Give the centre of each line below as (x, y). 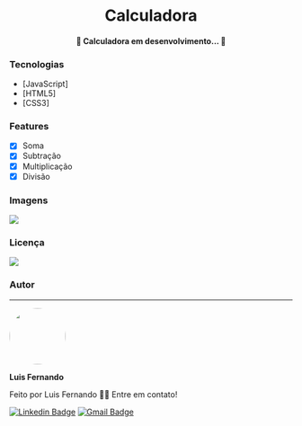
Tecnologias (37, 64)
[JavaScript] (45, 84)
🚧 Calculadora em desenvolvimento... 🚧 (151, 40)
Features (29, 126)
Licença (27, 242)
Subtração (41, 156)
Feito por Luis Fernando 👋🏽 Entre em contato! (93, 394)
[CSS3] (36, 103)
